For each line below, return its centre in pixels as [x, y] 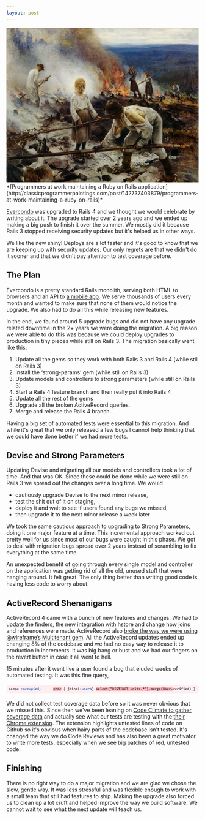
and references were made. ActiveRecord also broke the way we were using [102, 631]
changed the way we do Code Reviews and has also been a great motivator [101, 736]
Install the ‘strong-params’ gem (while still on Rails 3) [82, 372]
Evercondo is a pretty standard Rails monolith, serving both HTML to [92, 290]
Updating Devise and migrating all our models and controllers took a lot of [99, 470]
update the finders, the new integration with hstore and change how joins [98, 624]
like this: [17, 347]
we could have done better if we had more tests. [67, 436]
